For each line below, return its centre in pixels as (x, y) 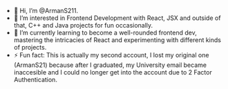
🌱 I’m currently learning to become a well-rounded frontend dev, (105, 32)
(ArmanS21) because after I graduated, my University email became (110, 65)
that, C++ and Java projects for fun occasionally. (83, 25)
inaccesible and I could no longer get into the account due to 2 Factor (113, 72)
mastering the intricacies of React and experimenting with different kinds (117, 40)
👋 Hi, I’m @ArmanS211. (46, 11)
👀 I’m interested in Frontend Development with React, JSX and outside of (117, 18)
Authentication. (35, 80)
